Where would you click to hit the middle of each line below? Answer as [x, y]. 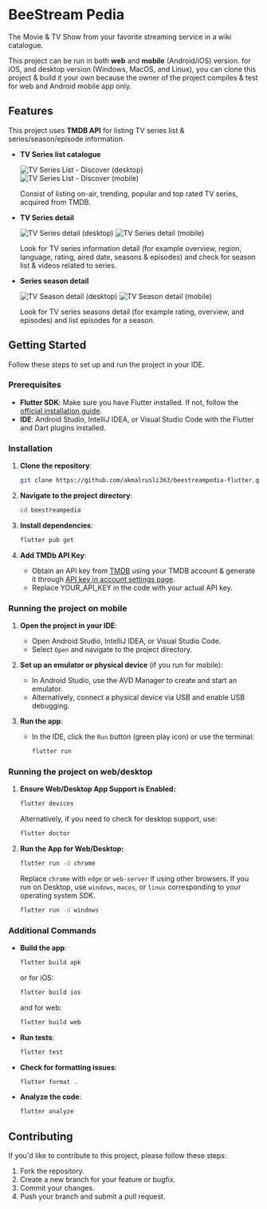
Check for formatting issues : [68, 1067]
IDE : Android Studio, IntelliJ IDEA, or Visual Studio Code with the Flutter [137, 419]
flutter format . [49, 1081]
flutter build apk [50, 963]
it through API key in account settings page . [103, 579]
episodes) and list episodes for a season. [87, 320]
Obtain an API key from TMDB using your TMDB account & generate [143, 571]
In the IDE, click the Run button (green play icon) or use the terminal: [143, 737]
